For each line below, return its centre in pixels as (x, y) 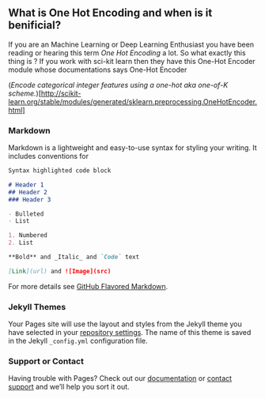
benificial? (35, 26)
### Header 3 (30, 199)
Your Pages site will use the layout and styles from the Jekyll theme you (125, 324)
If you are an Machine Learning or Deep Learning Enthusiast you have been (131, 44)
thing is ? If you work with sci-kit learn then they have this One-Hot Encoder (132, 61)
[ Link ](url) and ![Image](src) (60, 271)
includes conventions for (49, 156)
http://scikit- (61, 93)
